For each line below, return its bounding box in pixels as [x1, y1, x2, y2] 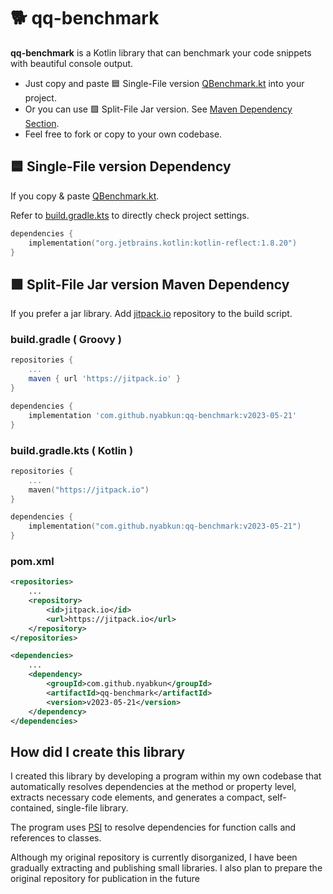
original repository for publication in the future [10, 873, 200, 885]
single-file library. [56, 802, 129, 814]
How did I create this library [10, 743, 186, 760]
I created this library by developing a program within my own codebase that [10, 770, 322, 782]
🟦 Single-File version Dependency [10, 158, 232, 175]
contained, [10, 802, 55, 814]
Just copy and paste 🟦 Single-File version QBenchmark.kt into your [24, 77, 305, 89]
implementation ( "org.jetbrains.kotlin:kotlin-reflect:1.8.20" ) [28, 238, 298, 248]
